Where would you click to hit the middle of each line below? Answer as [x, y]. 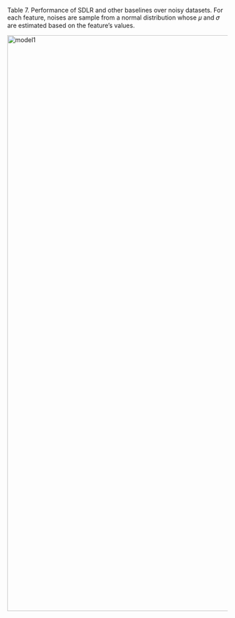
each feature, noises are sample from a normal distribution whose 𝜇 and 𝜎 [114, 18]
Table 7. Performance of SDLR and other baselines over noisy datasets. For [115, 10]
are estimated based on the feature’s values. [71, 25]
